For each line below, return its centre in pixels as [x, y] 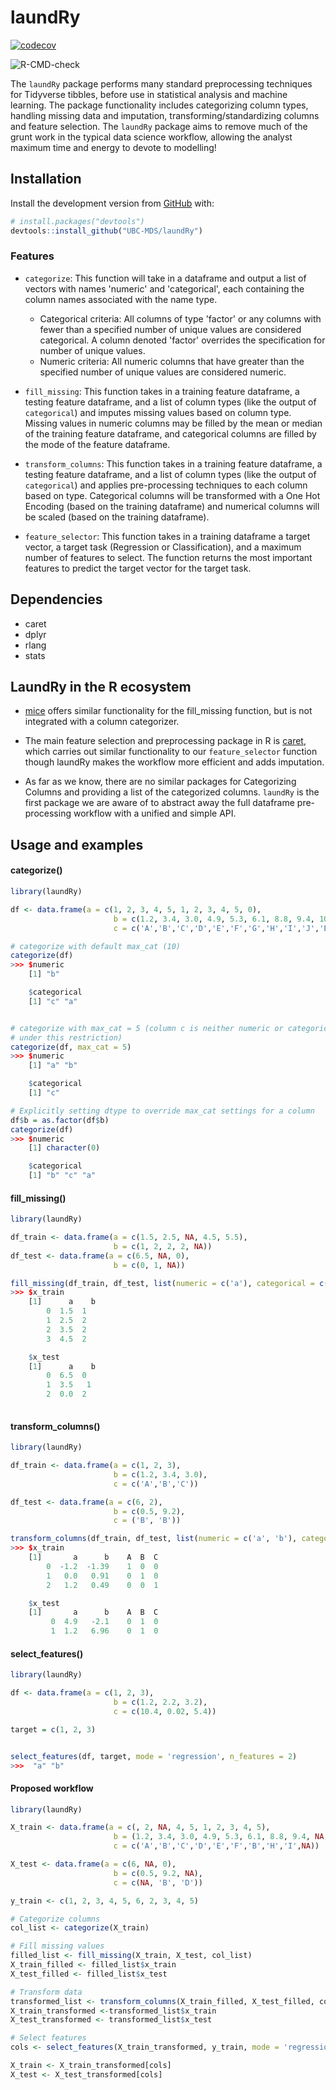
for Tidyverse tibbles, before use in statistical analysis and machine [149, 94]
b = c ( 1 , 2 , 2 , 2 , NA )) [163, 1246]
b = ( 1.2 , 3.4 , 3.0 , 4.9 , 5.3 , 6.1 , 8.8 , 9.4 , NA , [221, 1837]
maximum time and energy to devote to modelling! [113, 147]
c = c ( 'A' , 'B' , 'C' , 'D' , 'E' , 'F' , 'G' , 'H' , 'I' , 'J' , [216, 928]
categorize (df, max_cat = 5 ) [71, 1047]
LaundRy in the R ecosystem [101, 687]
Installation [46, 179]
